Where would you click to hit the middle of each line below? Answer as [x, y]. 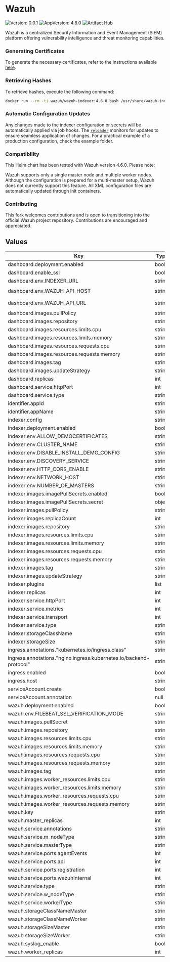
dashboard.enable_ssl [34, 272]
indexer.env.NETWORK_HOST [44, 477]
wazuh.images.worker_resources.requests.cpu [63, 796]
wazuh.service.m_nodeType [41, 837]
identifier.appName [31, 411]
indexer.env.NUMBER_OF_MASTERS [51, 486]
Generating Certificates [35, 51]
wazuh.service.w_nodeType [41, 894]
